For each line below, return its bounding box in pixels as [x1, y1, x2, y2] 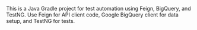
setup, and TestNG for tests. [6, 18, 75, 24]
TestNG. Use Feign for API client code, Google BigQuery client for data [6, 11, 179, 18]
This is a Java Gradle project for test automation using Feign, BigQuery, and [6, 5, 191, 12]
